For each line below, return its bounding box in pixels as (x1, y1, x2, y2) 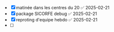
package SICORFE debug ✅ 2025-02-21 (16, 11, 97, 16)
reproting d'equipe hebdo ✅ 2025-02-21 (16, 17, 98, 22)
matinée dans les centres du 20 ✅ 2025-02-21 (16, 5, 110, 10)
